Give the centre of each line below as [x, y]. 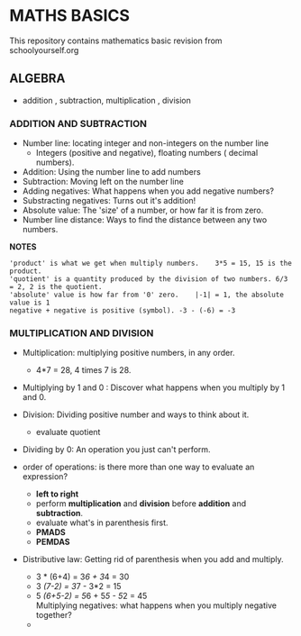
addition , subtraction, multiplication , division [106, 100]
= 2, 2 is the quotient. [56, 287]
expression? [45, 477]
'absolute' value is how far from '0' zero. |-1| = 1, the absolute [146, 295]
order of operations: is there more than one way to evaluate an [138, 467]
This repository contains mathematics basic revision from [116, 41]
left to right [57, 494]
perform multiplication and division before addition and [141, 504]
